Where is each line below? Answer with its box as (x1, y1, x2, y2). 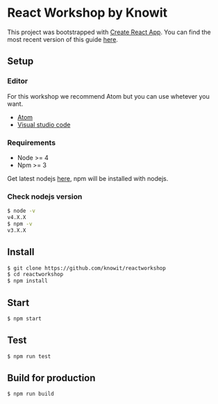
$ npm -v (7, 220, 33, 227)
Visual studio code (17, 120, 71, 129)
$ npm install (7, 277, 49, 284)
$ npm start (7, 315, 42, 322)
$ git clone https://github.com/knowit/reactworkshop (7, 264, 167, 272)
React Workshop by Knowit (7, 5, 168, 21)
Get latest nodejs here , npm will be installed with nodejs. (7, 174, 169, 182)
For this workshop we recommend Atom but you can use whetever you (7, 92, 210, 100)
